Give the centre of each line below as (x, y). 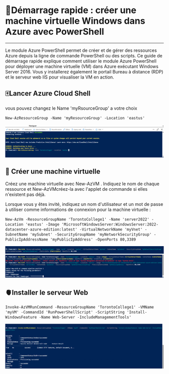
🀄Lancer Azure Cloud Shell (48, 93)
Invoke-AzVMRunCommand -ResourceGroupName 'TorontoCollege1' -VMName (80, 307)
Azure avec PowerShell (55, 32)
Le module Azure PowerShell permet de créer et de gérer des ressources (81, 50)
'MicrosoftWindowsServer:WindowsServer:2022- (110, 224)
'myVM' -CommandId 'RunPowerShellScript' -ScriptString (65, 312)
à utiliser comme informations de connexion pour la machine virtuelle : (78, 209)
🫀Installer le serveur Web (47, 292)
